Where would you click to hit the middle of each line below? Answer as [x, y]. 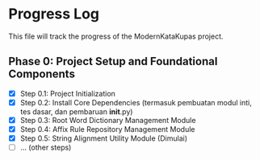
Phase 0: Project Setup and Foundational [113, 62]
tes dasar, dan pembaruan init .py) [76, 111]
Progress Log [54, 14]
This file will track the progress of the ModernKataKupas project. [116, 36]
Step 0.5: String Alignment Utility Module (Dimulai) [104, 138]
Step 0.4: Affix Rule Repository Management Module [107, 129]
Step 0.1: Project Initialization [67, 93]
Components [42, 74]
